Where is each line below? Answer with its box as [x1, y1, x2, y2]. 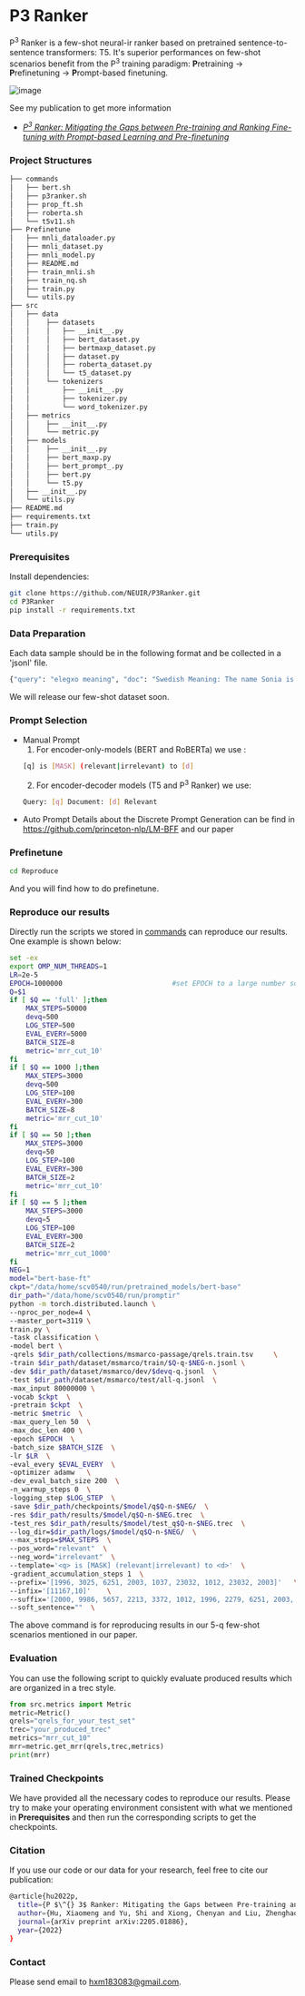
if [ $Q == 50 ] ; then [9, 1131, 92, 1140]
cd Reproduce [9, 866, 59, 876]
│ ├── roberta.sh [9, 208, 84, 218]
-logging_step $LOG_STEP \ [9, 1494, 116, 1503]
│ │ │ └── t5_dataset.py [9, 369, 132, 378]
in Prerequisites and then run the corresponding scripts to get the [9, 1812, 257, 1823]
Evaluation [9, 1652, 57, 1665]
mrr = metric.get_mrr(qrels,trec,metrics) [9, 1742, 165, 1752]
